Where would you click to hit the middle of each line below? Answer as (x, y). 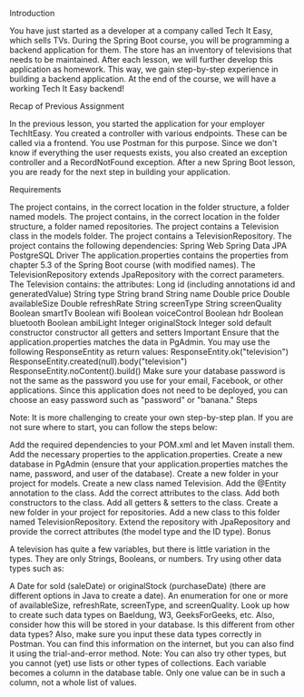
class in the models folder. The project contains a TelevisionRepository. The (151, 236)
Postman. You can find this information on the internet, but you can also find (152, 644)
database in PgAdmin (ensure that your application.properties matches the (149, 464)
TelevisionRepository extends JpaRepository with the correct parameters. (147, 275)
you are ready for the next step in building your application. (120, 172)
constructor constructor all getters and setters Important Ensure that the (144, 332)
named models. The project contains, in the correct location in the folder (145, 216)
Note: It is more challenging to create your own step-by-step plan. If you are (152, 417)
